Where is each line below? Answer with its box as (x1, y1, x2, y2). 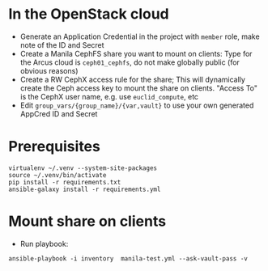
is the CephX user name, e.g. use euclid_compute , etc (19, 91, 199, 101)
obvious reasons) (19, 66, 79, 75)
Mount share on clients (8, 212, 167, 231)
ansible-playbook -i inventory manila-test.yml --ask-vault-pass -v (8, 254, 249, 263)
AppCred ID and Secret (19, 108, 98, 118)
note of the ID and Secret (19, 40, 104, 49)
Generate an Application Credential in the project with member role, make (19, 32, 261, 41)
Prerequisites (8, 138, 101, 156)
